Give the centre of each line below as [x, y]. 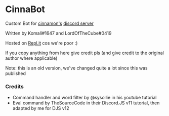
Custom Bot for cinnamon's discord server [50, 23]
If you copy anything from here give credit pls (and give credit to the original [85, 53]
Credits [14, 86]
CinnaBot [25, 9]
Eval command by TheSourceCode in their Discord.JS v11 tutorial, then [86, 103]
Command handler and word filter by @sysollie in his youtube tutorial [85, 98]
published [16, 73]
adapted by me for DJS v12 [41, 108]
